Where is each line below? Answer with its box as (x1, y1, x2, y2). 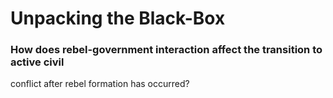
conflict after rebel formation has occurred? (10, 78, 190, 90)
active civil (10, 55, 65, 69)
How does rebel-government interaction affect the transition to (10, 43, 323, 57)
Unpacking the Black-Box (10, 7, 226, 30)
